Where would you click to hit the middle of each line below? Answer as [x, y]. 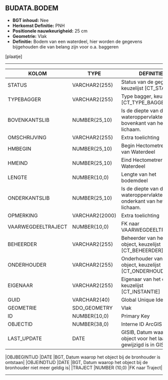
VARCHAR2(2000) [94, 215]
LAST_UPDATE [25, 338]
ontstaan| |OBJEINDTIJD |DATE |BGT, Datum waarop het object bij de [77, 362]
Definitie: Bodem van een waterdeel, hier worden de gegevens [77, 41]
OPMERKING [23, 215]
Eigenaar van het [141, 279]
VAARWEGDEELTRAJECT [37, 227]
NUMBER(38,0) [90, 324]
